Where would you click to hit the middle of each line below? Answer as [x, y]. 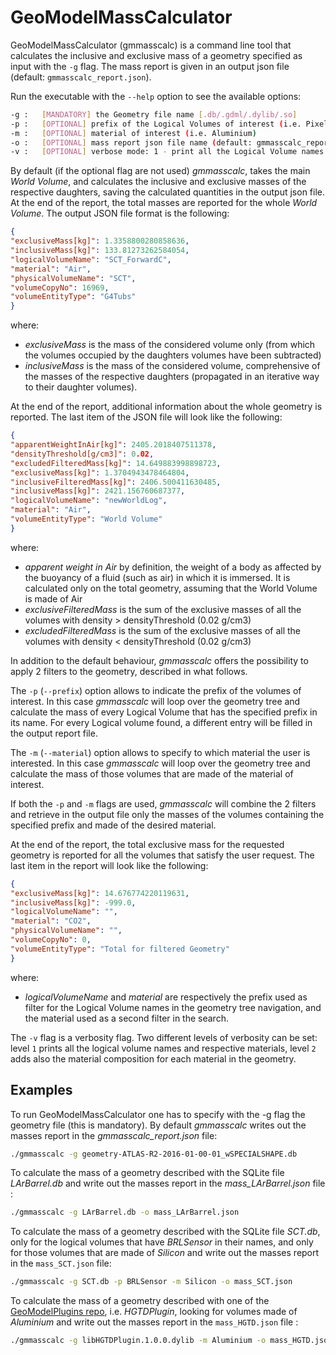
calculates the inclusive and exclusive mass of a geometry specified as [156, 55]
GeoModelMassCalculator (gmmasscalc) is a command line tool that [151, 45]
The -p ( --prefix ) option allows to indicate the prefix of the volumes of [156, 690]
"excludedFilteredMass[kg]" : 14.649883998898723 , [116, 463]
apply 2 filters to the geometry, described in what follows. [129, 671]
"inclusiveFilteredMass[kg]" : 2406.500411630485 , [116, 482]
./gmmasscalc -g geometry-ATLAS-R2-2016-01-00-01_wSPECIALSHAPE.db [154, 1154]
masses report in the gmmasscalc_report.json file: [114, 1135]
